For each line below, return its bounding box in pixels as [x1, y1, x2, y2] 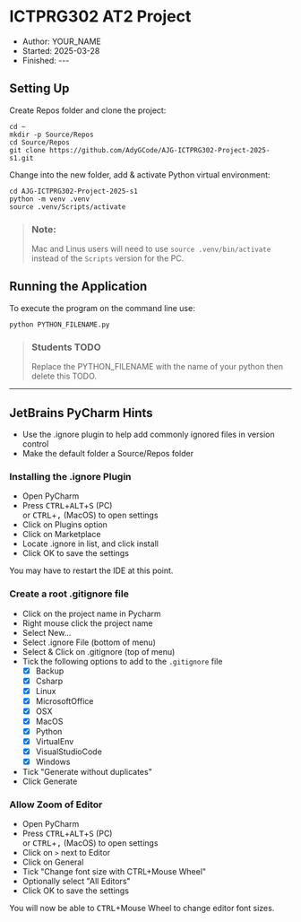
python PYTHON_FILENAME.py [9, 320, 110, 329]
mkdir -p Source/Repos [9, 130, 94, 139]
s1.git [9, 153, 34, 162]
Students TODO [30, 341, 101, 353]
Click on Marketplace [21, 529, 101, 540]
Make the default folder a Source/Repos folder [21, 448, 194, 458]
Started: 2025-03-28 [21, 45, 100, 56]
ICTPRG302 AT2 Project [9, 6, 192, 27]
